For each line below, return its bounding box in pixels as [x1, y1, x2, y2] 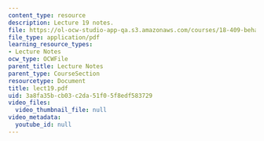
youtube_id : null [15, 121, 72, 128]
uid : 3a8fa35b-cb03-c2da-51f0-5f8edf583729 [8, 92, 153, 99]
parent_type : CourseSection [8, 70, 101, 78]
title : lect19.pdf [8, 84, 68, 92]
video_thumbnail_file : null [15, 107, 108, 114]
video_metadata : [8, 114, 61, 121]
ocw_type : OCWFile [8, 56, 68, 63]
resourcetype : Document [8, 77, 86, 85]
